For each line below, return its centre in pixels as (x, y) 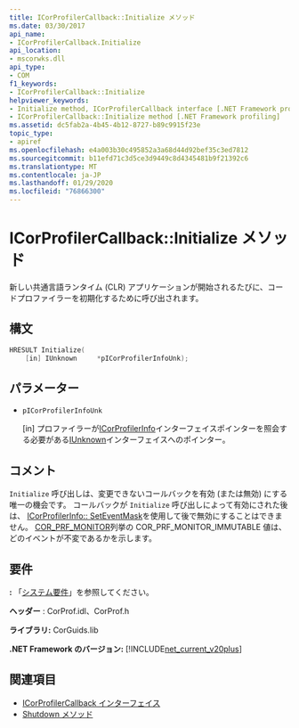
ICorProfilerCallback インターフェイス (91, 703)
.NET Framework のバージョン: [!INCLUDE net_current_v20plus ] (126, 649)
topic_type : (31, 134)
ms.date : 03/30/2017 (48, 26)
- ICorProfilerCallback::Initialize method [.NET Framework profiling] (145, 117)
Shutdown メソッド (57, 714)
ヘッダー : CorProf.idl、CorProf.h (69, 610)
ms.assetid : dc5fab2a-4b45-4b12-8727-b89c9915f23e (105, 126)
